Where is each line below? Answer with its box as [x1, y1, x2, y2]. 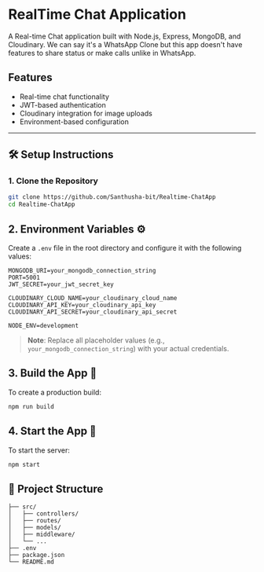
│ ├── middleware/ [8, 530, 76, 539]
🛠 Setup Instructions [8, 148, 114, 162]
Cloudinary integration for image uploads [19, 108, 153, 118]
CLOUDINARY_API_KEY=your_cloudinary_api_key [8, 301, 156, 309]
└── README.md [8, 558, 55, 566]
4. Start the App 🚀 [8, 424, 97, 438]
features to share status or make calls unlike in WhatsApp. [8, 48, 196, 57]
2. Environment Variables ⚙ [8, 222, 146, 236]
